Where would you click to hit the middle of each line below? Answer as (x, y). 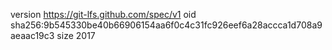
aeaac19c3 (32, 35)
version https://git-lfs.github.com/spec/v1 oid (103, 14)
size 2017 (76, 35)
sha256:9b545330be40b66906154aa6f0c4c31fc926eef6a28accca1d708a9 (166, 25)
